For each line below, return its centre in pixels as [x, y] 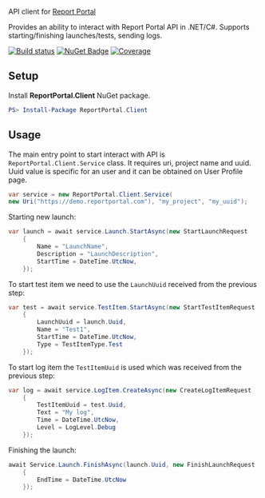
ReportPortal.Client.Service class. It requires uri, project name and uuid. [130, 162]
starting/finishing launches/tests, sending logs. [85, 36]
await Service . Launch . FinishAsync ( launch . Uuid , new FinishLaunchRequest [132, 464]
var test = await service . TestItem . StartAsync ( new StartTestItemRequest [132, 307]
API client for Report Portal [52, 12]
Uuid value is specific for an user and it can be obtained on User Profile [126, 171]
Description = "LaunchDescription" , [98, 254]
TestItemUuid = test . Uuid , [82, 405]
